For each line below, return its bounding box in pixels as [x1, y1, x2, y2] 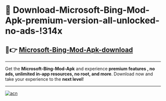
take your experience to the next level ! [5, 76, 84, 82]
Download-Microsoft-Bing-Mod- [13, 4, 150, 16]
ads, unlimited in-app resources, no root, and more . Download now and [5, 71, 153, 77]
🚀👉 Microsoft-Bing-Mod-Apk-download [5, 45, 133, 54]
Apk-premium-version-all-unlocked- [5, 15, 160, 26]
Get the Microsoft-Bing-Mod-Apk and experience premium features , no [5, 66, 155, 71]
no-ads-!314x [5, 26, 63, 36]
